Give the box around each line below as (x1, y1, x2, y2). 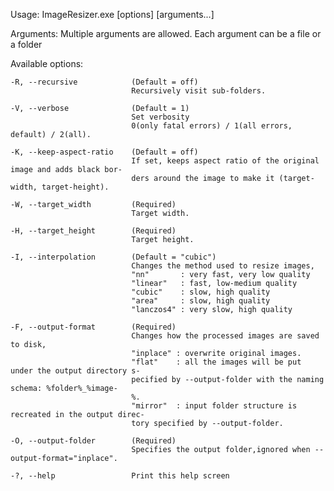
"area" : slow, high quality (131, 296, 271, 306)
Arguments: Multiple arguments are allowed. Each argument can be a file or (10, 28, 322, 39)
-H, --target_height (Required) (10, 226, 177, 236)
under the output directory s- (10, 366, 141, 376)
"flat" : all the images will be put (131, 357, 302, 367)
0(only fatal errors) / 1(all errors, (131, 121, 293, 131)
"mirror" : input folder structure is (131, 401, 298, 411)
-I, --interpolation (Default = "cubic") (10, 252, 217, 262)
